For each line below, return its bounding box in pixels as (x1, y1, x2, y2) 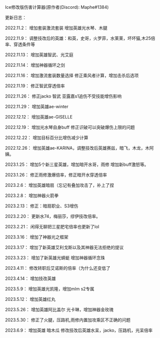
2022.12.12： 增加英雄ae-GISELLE (5, 114, 73, 119)
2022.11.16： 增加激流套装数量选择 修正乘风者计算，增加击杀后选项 (5, 73, 139, 78)
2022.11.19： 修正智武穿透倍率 (5, 83, 65, 89)
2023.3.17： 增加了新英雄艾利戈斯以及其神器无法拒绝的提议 (5, 244, 124, 250)
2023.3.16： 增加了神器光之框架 (5, 234, 69, 240)
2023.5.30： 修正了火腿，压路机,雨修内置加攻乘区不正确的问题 (5, 317, 131, 323)
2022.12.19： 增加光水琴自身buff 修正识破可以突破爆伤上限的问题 (5, 124, 135, 130)
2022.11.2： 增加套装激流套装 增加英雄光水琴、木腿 (5, 25, 108, 31)
